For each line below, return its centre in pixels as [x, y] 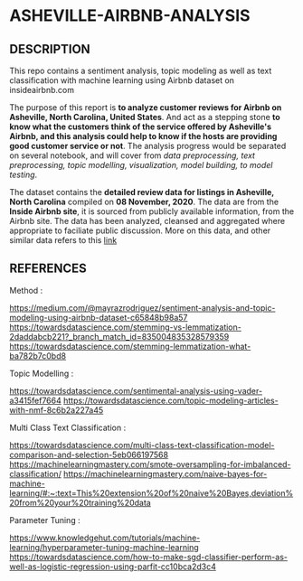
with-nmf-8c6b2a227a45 [57, 410]
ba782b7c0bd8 [38, 356]
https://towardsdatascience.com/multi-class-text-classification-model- [142, 445]
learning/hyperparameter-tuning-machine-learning [104, 547]
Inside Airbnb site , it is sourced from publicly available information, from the [152, 211]
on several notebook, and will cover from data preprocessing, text [133, 155]
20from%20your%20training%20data [80, 502]
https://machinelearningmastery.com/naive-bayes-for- [165, 473]
